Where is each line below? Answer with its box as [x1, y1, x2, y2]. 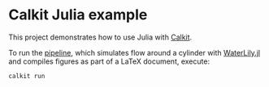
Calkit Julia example [8, 6, 148, 24]
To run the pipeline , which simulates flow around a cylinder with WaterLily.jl [8, 48, 261, 57]
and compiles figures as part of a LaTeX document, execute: [8, 56, 210, 66]
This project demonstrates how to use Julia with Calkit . [8, 32, 193, 42]
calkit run [8, 72, 46, 80]
